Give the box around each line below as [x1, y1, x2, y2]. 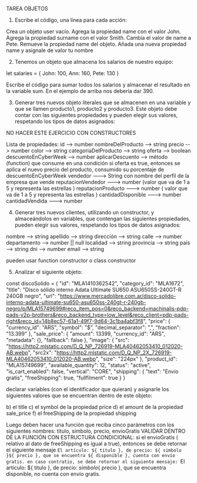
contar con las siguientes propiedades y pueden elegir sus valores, [14, 112, 178, 118]
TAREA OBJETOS [6, 5, 48, 12]
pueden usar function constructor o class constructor [6, 257, 136, 264]
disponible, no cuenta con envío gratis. [6, 471, 101, 477]
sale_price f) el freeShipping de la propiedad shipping [6, 410, 137, 417]
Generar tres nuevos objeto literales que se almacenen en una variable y [14, 99, 191, 106]
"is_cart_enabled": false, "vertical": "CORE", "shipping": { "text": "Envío [6, 368, 179, 375]
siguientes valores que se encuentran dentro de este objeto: [6, 392, 152, 399]
